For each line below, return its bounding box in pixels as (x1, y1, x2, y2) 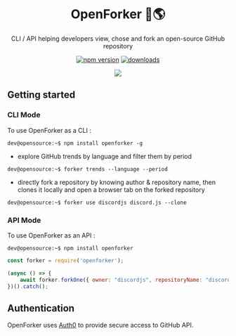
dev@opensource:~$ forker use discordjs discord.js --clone (7, 199, 188, 206)
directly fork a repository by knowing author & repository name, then (17, 178, 216, 186)
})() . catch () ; (7, 283, 49, 290)
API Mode (7, 215, 41, 225)
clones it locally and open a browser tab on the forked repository (17, 185, 205, 194)
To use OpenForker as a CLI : (7, 126, 91, 134)
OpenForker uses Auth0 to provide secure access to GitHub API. (7, 321, 194, 330)
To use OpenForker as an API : (7, 231, 96, 240)
